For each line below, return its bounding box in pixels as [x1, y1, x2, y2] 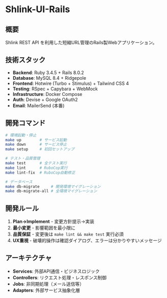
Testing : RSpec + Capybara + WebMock [12, 85, 98, 92]
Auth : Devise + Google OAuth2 [12, 96, 78, 103]
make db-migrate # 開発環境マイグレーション [5, 184, 101, 189]
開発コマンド [5, 119, 46, 127]
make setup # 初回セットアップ [5, 147, 75, 152]
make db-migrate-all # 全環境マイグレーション [5, 189, 97, 194]
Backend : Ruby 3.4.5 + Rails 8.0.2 [12, 70, 84, 76]
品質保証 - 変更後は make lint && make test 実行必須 [12, 231, 124, 237]
